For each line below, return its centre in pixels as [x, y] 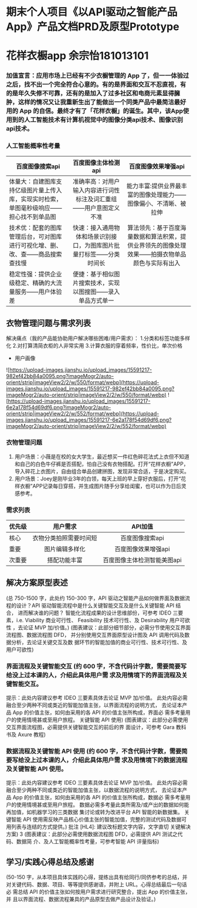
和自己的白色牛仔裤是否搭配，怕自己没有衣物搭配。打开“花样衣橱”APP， [101, 464]
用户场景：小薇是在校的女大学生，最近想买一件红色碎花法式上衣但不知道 [102, 456]
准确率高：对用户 [96, 181]
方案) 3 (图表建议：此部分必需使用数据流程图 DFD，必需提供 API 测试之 [92, 834]
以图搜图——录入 [96, 292]
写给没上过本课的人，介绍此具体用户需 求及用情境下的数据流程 [100, 760]
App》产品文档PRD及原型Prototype [93, 27]
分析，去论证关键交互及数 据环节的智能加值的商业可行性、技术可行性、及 [99, 642]
